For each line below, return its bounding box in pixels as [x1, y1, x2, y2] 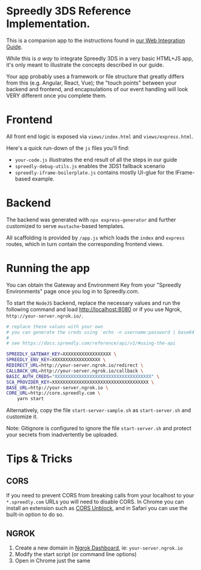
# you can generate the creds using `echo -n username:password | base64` [6, 329, 197, 335]
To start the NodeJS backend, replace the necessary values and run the [6, 299, 181, 307]
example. [32, 175, 55, 182]
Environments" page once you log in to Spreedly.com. [6, 287, 140, 295]
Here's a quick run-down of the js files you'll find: [6, 144, 130, 151]
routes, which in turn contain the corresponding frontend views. [6, 240, 164, 247]
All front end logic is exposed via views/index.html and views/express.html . [6, 133, 194, 140]
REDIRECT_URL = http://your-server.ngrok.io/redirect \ [6, 362, 144, 368]
